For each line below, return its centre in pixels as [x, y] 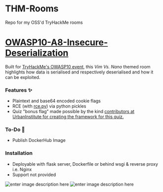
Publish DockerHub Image [39, 140]
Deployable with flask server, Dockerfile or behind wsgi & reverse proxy [85, 164]
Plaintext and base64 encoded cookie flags [57, 101]
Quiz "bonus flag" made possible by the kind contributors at [73, 112]
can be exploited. [23, 77]
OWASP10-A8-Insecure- [57, 42]
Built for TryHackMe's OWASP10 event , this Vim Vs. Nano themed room [78, 66]
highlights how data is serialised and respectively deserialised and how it [79, 72]
